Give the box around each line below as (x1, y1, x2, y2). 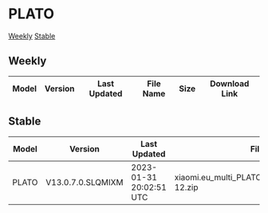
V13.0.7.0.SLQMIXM (45, 176, 124, 187)
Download (210, 77, 250, 89)
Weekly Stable (8, 31, 56, 41)
